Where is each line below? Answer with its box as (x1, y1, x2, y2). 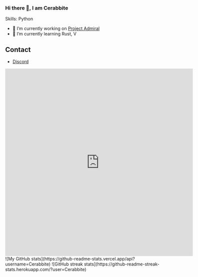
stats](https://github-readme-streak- (84, 261, 160, 267)
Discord (12, 58, 29, 64)
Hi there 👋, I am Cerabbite (5, 4, 68, 11)
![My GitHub (5, 256, 30, 262)
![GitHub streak (51, 261, 83, 267)
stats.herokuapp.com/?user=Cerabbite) (5, 266, 86, 272)
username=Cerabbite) (5, 261, 51, 267)
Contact (5, 45, 31, 54)
